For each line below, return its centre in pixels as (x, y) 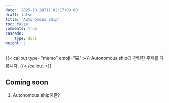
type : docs (26, 39)
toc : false (17, 24)
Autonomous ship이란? (36, 95)
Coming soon (27, 82)
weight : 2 (16, 43)
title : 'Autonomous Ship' (32, 19)
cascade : (14, 33)
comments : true (21, 29)
